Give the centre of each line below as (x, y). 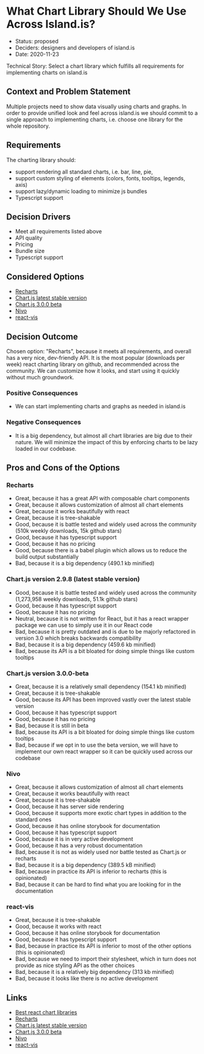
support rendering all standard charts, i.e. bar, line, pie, (84, 172)
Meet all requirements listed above (58, 232)
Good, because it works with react (58, 926)
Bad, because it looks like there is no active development (86, 978)
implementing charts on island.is (47, 72)
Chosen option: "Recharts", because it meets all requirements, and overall (99, 351)
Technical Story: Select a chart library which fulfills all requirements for (95, 66)
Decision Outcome (42, 336)
